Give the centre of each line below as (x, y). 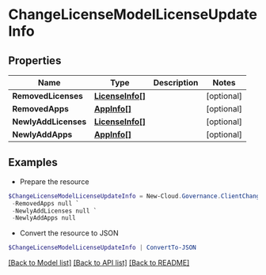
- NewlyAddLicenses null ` (54, 211)
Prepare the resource (54, 181)
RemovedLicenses (47, 96)
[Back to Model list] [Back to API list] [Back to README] (99, 263)
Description (176, 83)
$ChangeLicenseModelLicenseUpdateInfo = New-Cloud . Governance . (115, 196)
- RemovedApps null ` (46, 203)
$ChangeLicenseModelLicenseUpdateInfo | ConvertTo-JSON (102, 248)
